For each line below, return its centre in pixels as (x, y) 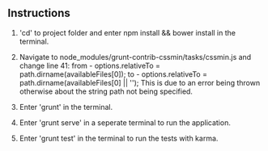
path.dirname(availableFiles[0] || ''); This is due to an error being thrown (140, 82)
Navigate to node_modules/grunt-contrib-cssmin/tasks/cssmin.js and (135, 57)
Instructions (39, 13)
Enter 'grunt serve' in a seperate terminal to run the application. (125, 122)
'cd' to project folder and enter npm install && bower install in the (128, 32)
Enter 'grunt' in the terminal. (66, 107)
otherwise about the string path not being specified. (106, 91)
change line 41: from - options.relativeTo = (90, 65)
